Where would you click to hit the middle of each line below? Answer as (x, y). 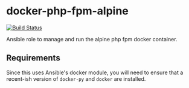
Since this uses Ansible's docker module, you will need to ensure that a (95, 72)
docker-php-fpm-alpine (67, 11)
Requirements (33, 58)
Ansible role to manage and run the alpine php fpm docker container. (92, 39)
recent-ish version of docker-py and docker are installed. (76, 78)
